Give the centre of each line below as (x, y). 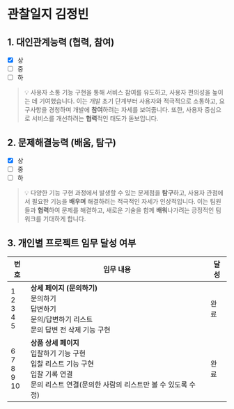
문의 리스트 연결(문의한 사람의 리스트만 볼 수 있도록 (109, 385)
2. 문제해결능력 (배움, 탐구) (62, 142)
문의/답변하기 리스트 (61, 319)
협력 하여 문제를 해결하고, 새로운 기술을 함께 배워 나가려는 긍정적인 (126, 210)
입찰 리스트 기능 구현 (62, 364)
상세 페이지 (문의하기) (64, 288)
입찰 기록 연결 (52, 374)
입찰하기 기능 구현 (58, 353)
